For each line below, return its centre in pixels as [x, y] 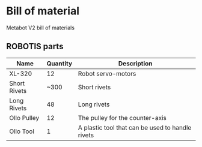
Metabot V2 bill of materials [41, 28]
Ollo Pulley [24, 118]
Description [135, 63]
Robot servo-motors [107, 73]
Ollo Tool [22, 131]
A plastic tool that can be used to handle [135, 127]
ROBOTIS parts [35, 46]
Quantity [60, 63]
